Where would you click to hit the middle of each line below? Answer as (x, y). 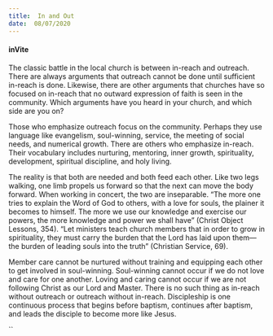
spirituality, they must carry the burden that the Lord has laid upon (119, 238)
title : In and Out (42, 16)
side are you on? (36, 111)
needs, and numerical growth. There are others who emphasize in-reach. (131, 144)
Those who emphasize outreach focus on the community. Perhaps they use (135, 126)
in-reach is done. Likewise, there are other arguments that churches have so (136, 85)
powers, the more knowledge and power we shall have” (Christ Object (126, 220)
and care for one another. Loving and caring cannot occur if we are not (128, 279)
